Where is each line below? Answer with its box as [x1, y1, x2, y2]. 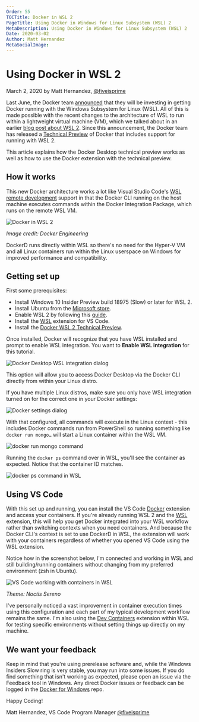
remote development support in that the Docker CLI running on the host [6, 194, 181, 201]
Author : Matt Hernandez [6, 36, 65, 42]
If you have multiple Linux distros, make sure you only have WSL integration [6, 389, 192, 396]
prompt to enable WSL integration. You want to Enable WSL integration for [6, 342, 190, 349]
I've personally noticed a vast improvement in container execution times [6, 602, 182, 609]
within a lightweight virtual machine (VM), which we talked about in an [6, 117, 178, 125]
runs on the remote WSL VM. [6, 207, 77, 214]
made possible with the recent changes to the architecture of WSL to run [6, 111, 184, 119]
